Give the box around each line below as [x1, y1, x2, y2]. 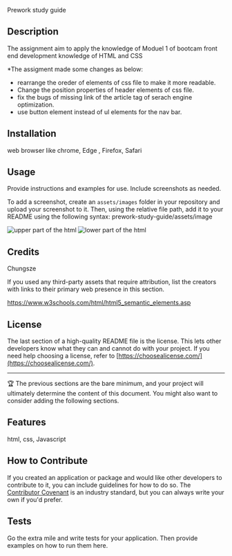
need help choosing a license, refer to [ [7, 352, 119, 360]
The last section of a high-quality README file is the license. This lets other [7, 337, 222, 345]
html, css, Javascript [7, 435, 66, 443]
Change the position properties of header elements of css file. [17, 86, 195, 94]
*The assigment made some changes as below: [7, 65, 144, 73]
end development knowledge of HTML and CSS [7, 51, 143, 59]
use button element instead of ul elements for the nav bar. [17, 107, 182, 116]
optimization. [17, 100, 55, 109]
